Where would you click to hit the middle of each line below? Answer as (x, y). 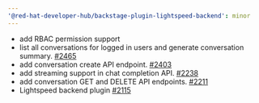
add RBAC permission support (70, 39)
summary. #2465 (48, 56)
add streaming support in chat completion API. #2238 (109, 72)
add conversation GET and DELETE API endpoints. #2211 (113, 81)
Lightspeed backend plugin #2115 (75, 90)
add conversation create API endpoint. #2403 (95, 64)
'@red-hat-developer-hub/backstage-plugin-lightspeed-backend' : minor (129, 16)
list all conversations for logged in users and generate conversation (132, 47)
